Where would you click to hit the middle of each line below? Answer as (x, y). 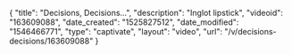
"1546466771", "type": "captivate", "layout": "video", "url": (116, 31)
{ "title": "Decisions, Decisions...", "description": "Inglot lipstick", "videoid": (146, 13)
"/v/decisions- (250, 31)
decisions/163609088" (51, 41)
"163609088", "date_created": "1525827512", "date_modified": (124, 22)
